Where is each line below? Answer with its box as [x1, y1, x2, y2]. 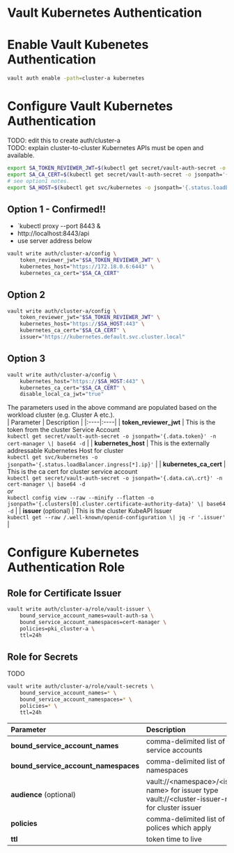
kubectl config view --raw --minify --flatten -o [7, 494, 155, 502]
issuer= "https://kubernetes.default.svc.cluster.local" [19, 334, 186, 341]
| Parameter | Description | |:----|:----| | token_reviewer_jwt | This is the [7, 418, 216, 426]
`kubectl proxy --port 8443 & [17, 222, 101, 230]
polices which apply [146, 822, 212, 832]
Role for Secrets [7, 651, 79, 663]
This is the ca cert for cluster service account [7, 468, 138, 476]
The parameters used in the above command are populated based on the [7, 403, 217, 412]
